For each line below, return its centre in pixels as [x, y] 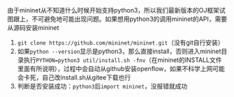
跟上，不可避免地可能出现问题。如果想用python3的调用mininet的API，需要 [120, 19]
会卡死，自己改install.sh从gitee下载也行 [74, 77]
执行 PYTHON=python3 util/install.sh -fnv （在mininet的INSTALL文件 [123, 60]
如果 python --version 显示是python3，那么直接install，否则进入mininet [119, 51]
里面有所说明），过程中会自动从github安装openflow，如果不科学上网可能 [121, 69]
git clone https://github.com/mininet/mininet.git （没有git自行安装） [120, 43]
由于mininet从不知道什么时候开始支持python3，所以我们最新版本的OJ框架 [114, 10]
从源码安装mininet [33, 28]
